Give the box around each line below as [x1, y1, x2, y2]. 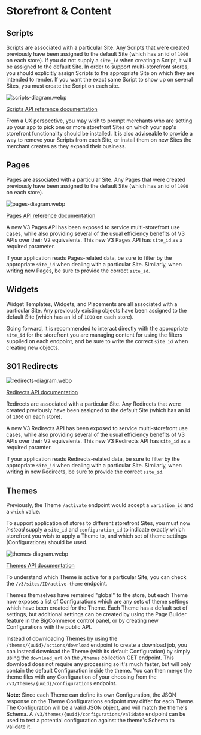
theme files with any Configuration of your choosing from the [6, 673, 157, 680]
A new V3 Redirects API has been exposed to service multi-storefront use [6, 425, 188, 432]
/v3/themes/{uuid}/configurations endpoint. [6, 680, 117, 687]
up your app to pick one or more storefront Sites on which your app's [6, 124, 176, 130]
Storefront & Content [6, 4, 112, 18]
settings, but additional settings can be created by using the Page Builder [6, 611, 187, 618]
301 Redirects [6, 361, 59, 371]
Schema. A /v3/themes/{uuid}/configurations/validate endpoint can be [6, 710, 186, 718]
